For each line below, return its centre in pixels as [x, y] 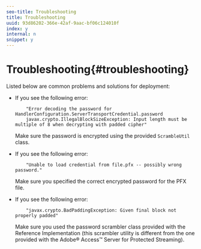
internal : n [21, 34]
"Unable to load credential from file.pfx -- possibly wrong [104, 165]
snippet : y [20, 40]
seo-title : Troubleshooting [41, 12]
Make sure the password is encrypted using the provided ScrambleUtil [102, 135]
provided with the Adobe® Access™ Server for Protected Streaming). [100, 239]
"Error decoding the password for [69, 109]
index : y [17, 29]
